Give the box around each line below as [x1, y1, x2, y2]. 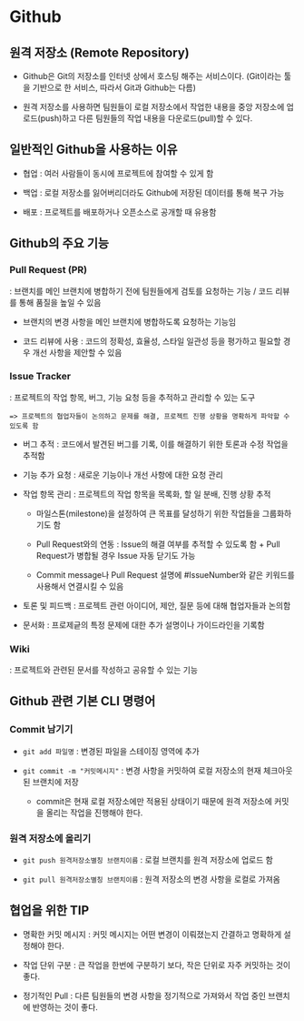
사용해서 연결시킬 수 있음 [35, 581, 124, 591]
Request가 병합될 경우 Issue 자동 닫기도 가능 [35, 550, 196, 561]
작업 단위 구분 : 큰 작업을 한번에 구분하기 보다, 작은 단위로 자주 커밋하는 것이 [22, 959, 291, 970]
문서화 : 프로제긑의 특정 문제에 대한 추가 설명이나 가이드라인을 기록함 [22, 619, 265, 630]
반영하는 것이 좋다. [32, 1001, 98, 1012]
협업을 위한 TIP [9, 903, 90, 918]
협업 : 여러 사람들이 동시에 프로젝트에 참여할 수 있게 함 [22, 167, 214, 178]
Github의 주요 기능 [9, 236, 110, 251]
